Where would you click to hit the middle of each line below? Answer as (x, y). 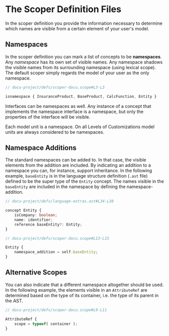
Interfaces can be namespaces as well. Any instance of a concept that (78, 106)
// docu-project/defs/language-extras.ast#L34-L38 (60, 201)
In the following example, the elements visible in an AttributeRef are (76, 290)
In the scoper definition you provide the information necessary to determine (84, 23)
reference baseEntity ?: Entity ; (48, 225)
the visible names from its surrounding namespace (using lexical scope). (81, 67)
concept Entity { (23, 210)
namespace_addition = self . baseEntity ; (56, 252)
